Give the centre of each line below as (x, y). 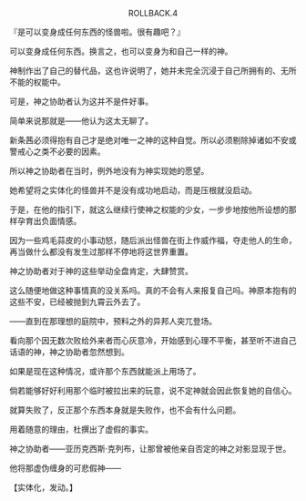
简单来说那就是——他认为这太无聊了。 (81, 121)
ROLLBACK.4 (153, 13)
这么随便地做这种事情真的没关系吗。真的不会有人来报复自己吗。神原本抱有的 (153, 290)
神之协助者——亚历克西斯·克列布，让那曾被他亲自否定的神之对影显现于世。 (150, 449)
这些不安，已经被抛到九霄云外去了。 (77, 302)
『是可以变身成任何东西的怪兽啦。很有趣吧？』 (97, 32)
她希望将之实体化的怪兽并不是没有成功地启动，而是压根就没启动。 (133, 190)
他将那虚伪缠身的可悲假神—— (65, 468)
